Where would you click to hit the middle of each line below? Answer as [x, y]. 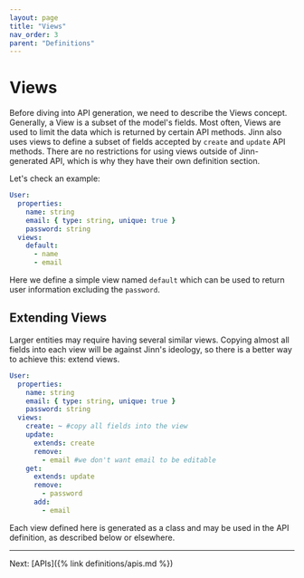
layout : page [34, 18]
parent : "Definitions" [52, 43]
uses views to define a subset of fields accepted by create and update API [147, 142]
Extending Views [58, 318]
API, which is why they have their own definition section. [155, 161]
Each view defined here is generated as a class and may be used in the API [149, 527]
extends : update [64, 477]
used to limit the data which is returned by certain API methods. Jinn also [146, 132]
